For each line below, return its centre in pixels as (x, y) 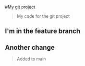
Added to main (31, 59)
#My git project (20, 7)
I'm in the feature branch (43, 31)
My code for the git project (43, 16)
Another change (30, 47)
